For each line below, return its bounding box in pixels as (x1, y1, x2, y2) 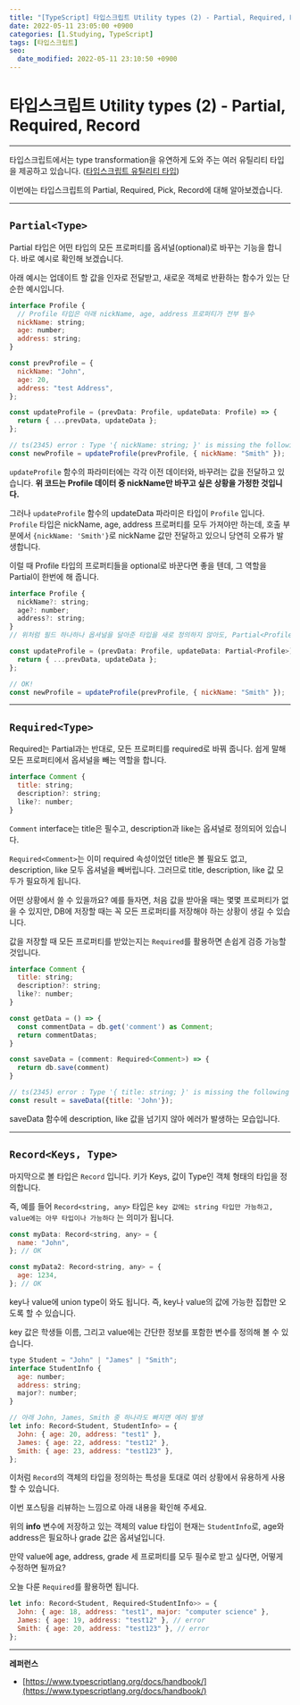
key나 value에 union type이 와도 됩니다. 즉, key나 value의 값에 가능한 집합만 (9, 1296, 278, 1307)
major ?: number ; (17, 1389, 78, 1398)
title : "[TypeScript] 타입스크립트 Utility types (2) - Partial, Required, (9, 13, 287, 22)
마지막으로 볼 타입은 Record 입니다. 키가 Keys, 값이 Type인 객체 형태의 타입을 (9, 1171, 279, 1182)
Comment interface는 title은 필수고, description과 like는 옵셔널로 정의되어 (9, 823, 263, 833)
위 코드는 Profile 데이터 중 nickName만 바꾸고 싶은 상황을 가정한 (35, 477, 260, 488)
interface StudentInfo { (9, 1364, 102, 1373)
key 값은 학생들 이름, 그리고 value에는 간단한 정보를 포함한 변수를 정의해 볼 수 (9, 1326, 279, 1337)
